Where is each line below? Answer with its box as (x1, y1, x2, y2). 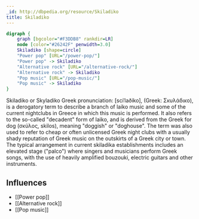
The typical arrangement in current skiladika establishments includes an (6, 141, 183, 149)
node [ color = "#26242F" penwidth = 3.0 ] (17, 42, 111, 48)
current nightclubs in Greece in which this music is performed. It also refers (6, 110, 192, 117)
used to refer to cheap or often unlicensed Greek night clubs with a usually (6, 129, 190, 136)
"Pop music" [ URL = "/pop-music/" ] (17, 75, 100, 81)
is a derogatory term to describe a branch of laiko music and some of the (6, 103, 186, 110)
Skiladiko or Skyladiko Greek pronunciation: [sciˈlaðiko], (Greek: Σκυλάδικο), (6, 97, 194, 104)
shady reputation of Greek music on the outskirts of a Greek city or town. (6, 135, 186, 142)
